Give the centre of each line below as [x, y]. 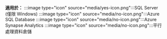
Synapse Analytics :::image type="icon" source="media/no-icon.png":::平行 [83, 25]
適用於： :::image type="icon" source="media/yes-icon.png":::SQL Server [82, 8]
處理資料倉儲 [18, 31]
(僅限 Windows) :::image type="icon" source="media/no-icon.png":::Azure [82, 14]
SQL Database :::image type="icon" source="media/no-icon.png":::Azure [81, 19]
